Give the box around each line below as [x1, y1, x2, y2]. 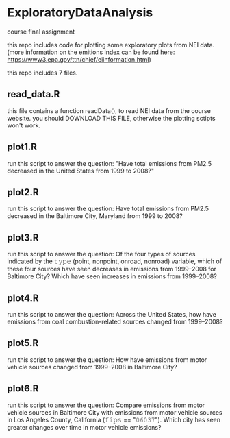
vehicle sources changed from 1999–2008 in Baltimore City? [7, 363, 178, 371]
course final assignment [7, 27, 75, 36]
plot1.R [7, 141, 38, 153]
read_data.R [7, 88, 60, 100]
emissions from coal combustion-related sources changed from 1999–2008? [7, 317, 223, 326]
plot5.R [7, 337, 39, 349]
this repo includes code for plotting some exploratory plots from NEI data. [7, 40, 215, 49]
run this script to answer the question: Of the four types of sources [7, 250, 196, 258]
